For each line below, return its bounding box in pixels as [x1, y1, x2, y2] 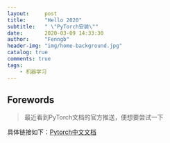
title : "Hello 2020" [7, 17, 82, 24]
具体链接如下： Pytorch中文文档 [7, 128, 97, 136]
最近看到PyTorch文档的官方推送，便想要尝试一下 [24, 113, 164, 121]
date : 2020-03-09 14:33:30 [7, 29, 104, 37]
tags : [7, 62, 23, 69]
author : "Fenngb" [7, 36, 70, 43]
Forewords [7, 94, 55, 106]
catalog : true [7, 49, 49, 56]
